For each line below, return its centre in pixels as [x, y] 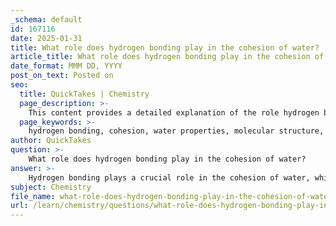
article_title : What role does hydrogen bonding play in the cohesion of [167, 57]
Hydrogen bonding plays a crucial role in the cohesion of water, [169, 177]
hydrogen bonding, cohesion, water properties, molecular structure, [176, 131]
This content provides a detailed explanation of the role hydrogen [174, 112]
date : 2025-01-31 [46, 38]
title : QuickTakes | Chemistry [84, 94]
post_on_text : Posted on [62, 76]
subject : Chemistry [51, 187]
